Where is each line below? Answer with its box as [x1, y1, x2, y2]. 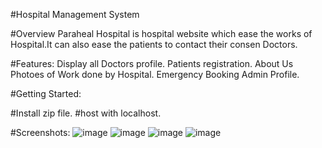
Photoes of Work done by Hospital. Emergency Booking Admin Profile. [10, 69, 300, 80]
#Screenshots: [10, 127, 71, 138]
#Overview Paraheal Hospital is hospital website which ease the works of [10, 28, 313, 39]
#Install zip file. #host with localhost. [10, 107, 162, 119]
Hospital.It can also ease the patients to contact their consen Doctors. [10, 39, 298, 50]
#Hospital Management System [10, 9, 140, 20]
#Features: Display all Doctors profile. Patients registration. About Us [10, 58, 294, 69]
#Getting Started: [10, 88, 82, 99]
